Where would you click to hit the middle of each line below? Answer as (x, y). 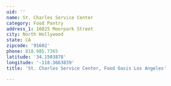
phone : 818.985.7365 (32, 51)
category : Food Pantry (35, 23)
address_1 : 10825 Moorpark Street (50, 29)
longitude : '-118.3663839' (40, 62)
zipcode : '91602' (28, 46)
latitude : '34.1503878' (36, 57)
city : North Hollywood (35, 35)
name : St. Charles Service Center (50, 18)
